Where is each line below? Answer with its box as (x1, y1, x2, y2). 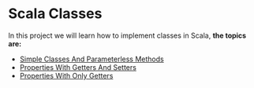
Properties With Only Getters (19, 71, 114, 80)
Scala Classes (8, 5, 103, 23)
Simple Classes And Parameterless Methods (19, 54, 164, 64)
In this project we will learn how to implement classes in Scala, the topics (8, 31, 247, 40)
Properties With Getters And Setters (19, 62, 136, 71)
